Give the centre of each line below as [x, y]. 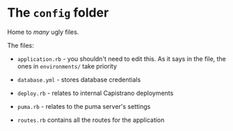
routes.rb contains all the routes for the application [91, 120]
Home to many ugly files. [43, 32]
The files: [21, 45]
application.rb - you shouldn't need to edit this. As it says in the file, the [121, 59]
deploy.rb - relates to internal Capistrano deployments [95, 93]
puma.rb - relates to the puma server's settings [84, 106]
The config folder [58, 13]
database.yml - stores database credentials [79, 79]
